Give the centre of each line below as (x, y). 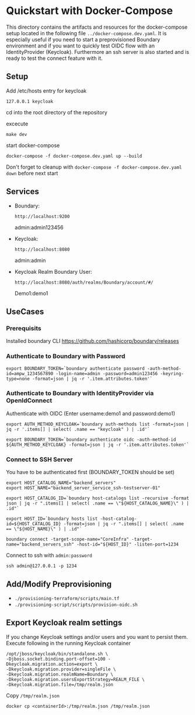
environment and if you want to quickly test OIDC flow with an (80, 46)
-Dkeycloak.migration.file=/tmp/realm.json (60, 685)
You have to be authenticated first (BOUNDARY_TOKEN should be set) (90, 472)
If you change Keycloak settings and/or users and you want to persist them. (97, 636)
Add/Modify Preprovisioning (59, 584)
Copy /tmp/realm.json (33, 695)
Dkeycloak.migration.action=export (49, 664)
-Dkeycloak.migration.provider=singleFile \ (61, 669)
